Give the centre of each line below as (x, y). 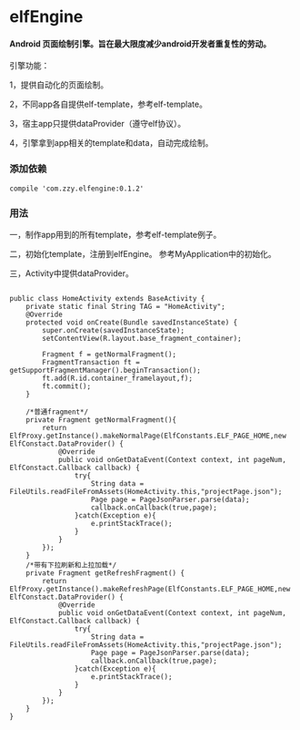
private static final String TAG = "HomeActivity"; (125, 306)
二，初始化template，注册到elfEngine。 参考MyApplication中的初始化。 (143, 253)
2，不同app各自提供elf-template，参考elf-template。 (108, 104)
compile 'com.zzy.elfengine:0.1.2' (77, 189)
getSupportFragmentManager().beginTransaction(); (105, 370)
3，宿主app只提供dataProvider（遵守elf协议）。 (98, 124)
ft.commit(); (67, 386)
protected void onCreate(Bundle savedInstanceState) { (132, 322)
